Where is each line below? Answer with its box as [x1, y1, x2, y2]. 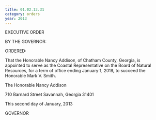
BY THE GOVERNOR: [5, 39, 47, 45]
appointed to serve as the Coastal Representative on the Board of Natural [5, 62, 152, 68]
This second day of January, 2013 [5, 101, 73, 107]
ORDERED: [5, 48, 27, 54]
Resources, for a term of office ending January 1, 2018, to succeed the [5, 68, 146, 74]
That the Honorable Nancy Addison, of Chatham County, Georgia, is [5, 58, 140, 63]
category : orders [5, 12, 40, 16]
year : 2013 [5, 16, 27, 21]
